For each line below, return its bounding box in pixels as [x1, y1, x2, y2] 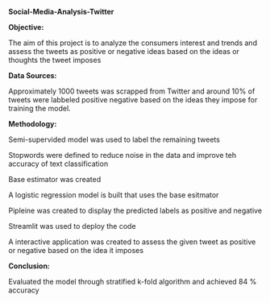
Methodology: [8, 119, 57, 128]
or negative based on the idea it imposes [8, 246, 143, 255]
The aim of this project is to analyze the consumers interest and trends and [8, 38, 258, 48]
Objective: [8, 23, 44, 31]
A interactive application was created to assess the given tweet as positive [8, 237, 256, 247]
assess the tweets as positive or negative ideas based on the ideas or [8, 47, 240, 56]
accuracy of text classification [8, 159, 109, 168]
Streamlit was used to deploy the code [8, 222, 136, 230]
